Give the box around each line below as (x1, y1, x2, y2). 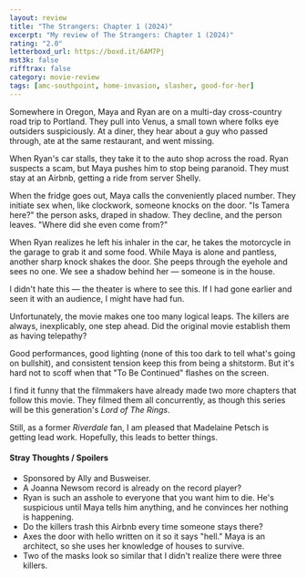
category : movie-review (9, 73, 100, 82)
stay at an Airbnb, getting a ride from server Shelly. (9, 172, 201, 183)
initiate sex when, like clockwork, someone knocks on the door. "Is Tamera (9, 200, 290, 211)
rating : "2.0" (9, 38, 64, 48)
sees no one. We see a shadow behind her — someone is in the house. (9, 265, 276, 276)
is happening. (22, 511, 75, 522)
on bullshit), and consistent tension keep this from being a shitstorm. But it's (9, 357, 295, 368)
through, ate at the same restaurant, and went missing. (9, 135, 215, 146)
